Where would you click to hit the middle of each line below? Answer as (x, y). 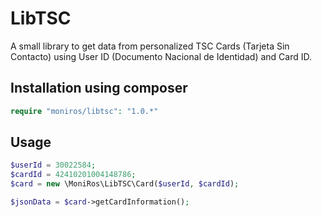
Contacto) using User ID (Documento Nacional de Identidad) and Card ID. (161, 56)
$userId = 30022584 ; (53, 165)
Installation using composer (99, 88)
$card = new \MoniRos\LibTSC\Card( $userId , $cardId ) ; (125, 184)
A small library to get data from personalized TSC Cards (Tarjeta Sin (150, 46)
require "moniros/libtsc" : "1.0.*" (84, 111)
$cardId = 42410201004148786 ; (73, 175)
